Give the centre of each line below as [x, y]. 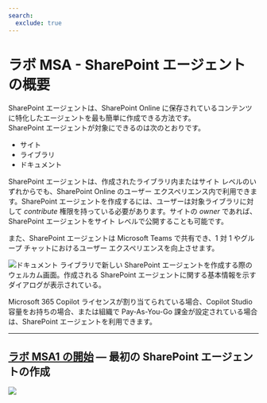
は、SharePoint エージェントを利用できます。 [83, 322]
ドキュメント [41, 165]
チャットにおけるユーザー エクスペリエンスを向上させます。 [121, 248]
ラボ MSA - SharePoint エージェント [127, 65]
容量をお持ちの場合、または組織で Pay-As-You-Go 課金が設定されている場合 [133, 312]
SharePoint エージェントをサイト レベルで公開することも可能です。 [118, 221]
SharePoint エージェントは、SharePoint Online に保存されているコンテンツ [130, 108]
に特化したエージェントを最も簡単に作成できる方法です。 [102, 118]
